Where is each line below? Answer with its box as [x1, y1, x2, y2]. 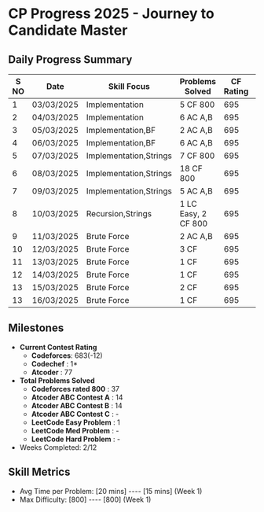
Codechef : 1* [31, 359, 79, 368]
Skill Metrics [8, 466, 71, 479]
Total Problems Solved [19, 375, 95, 385]
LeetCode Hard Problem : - [31, 434, 120, 444]
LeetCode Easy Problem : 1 [31, 418, 120, 427]
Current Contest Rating [19, 342, 97, 352]
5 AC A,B [179, 186, 214, 197]
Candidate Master [8, 21, 128, 39]
